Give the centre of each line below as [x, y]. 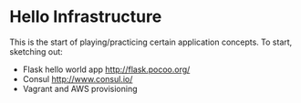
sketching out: [36, 51]
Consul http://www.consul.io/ [78, 78]
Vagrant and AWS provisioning [80, 88]
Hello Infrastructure [86, 17]
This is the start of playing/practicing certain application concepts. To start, [151, 42]
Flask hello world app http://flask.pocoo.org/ [106, 69]
